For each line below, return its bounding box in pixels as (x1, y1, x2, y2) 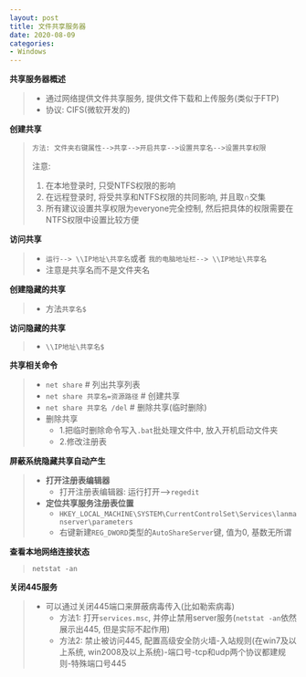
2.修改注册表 (58, 436, 107, 447)
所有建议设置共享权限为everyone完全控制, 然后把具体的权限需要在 (45, 203, 294, 214)
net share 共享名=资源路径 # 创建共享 (45, 391, 181, 401)
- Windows (9, 47, 47, 57)
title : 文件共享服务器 (9, 22, 87, 31)
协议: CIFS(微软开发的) (45, 104, 131, 115)
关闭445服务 (9, 581, 58, 593)
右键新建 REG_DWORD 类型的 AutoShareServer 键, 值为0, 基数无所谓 (58, 526, 292, 538)
